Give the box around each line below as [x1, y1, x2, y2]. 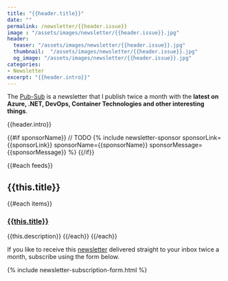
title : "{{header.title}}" [7, 10, 84, 17]
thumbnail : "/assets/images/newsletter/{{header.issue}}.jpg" [13, 49, 198, 56]
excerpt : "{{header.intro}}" [7, 73, 91, 81]
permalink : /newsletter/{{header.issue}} [7, 23, 128, 29]
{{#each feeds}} [7, 162, 54, 170]
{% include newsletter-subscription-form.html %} [7, 266, 148, 274]
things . [7, 107, 28, 115]
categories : [7, 61, 41, 68]
